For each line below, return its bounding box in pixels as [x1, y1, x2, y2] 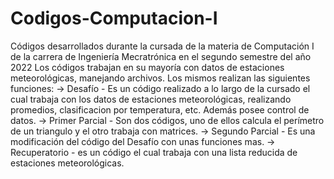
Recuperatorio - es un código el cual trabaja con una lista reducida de [10, 146, 298, 158]
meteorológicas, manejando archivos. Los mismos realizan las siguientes [10, 72, 311, 84]
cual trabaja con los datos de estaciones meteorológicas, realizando [10, 93, 292, 105]
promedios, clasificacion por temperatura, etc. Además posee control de [10, 103, 310, 116]
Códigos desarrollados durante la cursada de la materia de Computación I [10, 40, 315, 52]
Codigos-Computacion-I [10, 7, 218, 30]
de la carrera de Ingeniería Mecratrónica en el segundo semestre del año [10, 50, 312, 62]
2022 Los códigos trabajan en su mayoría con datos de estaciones [10, 61, 285, 73]
